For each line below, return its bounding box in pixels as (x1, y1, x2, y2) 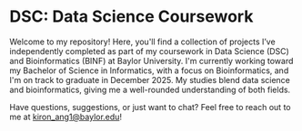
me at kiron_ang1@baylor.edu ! (9, 111, 123, 122)
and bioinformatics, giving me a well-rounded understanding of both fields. (9, 84, 291, 95)
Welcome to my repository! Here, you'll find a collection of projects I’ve (9, 36, 276, 47)
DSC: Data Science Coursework (9, 6, 254, 27)
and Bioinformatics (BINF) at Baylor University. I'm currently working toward (9, 55, 294, 66)
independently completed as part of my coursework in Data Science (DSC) (9, 45, 289, 56)
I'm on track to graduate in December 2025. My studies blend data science (9, 74, 291, 85)
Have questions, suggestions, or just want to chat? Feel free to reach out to (9, 101, 291, 112)
